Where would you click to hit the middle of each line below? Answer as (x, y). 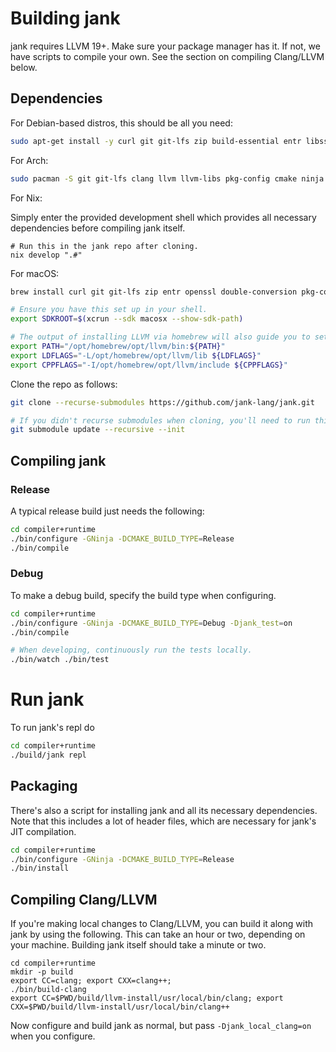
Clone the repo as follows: (64, 384)
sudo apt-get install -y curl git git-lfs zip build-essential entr (156, 141)
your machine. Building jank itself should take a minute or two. (138, 945)
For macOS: (35, 273)
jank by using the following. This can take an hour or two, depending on (158, 934)
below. (24, 67)
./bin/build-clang (48, 990)
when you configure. (53, 1036)
